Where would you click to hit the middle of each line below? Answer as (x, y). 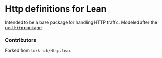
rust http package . (24, 27)
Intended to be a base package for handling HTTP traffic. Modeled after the (81, 22)
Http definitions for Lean (56, 9)
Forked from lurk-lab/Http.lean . (38, 51)
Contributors (21, 40)
